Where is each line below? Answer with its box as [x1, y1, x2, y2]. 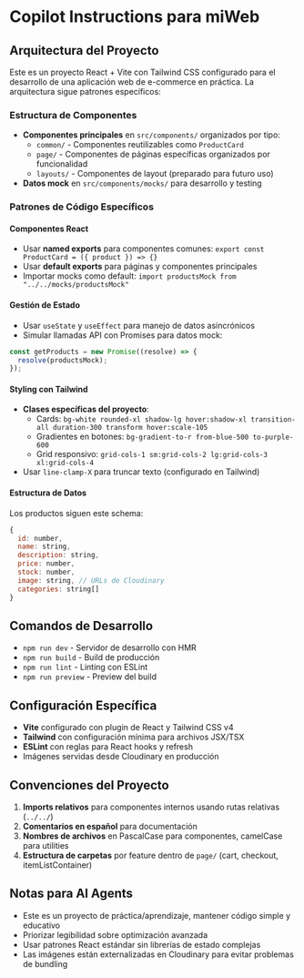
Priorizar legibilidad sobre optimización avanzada [22, 929, 208, 940]
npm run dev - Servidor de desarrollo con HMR [22, 642, 198, 653]
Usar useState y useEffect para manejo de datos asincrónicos [22, 320, 256, 331]
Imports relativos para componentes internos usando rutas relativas [22, 801, 280, 812]
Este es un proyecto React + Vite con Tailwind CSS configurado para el [9, 66, 276, 77]
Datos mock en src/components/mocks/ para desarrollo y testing [22, 178, 262, 188]
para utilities [22, 840, 69, 851]
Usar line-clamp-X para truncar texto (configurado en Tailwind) [22, 466, 260, 477]
